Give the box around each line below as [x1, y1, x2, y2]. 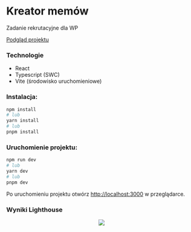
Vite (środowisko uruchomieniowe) [15, 77, 102, 85]
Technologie [6, 51, 44, 59]
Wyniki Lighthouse [6, 205, 63, 214]
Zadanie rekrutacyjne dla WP [6, 24, 79, 31]
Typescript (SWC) [15, 71, 60, 79]
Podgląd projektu [6, 36, 50, 43]
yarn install [6, 118, 39, 124]
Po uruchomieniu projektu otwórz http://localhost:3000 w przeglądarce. [6, 190, 186, 198]
